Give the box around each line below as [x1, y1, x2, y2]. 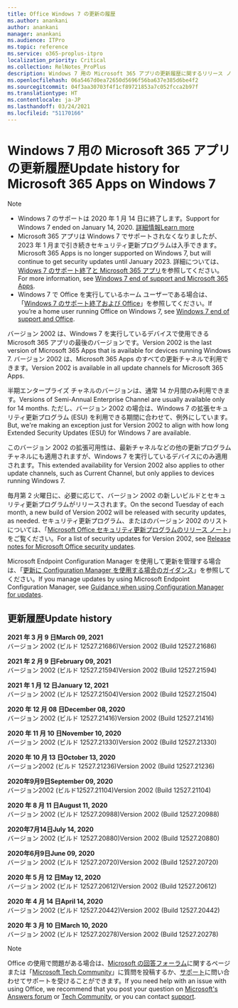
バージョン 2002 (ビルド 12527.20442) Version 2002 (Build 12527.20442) [7, 906, 220, 914]
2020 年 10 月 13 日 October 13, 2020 [7, 753, 116, 761]
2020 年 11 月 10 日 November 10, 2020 [7, 728, 122, 737]
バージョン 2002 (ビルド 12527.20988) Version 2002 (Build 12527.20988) [7, 810, 220, 818]
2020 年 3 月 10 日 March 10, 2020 [7, 921, 108, 929]
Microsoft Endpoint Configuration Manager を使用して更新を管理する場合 [7, 556, 222, 566]
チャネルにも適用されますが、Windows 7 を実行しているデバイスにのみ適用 [7, 452, 228, 460]
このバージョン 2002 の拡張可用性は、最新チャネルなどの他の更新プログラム [7, 442, 232, 452]
